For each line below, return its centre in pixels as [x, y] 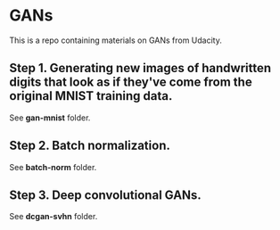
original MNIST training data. [91, 96]
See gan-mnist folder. [50, 118]
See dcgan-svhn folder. [54, 217]
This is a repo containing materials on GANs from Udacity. [116, 40]
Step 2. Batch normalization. [90, 146]
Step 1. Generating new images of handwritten [140, 68]
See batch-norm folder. [53, 167]
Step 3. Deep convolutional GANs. [106, 195]
